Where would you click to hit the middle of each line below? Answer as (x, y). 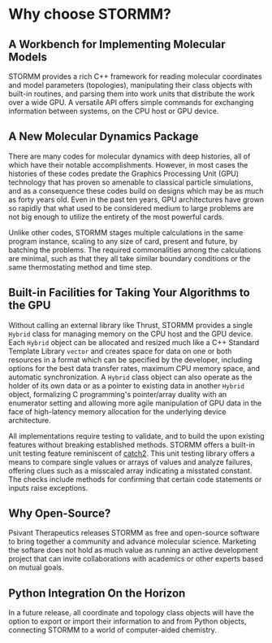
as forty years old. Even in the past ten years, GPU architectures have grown (136, 199)
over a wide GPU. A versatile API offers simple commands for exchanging (131, 102)
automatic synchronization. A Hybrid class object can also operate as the (130, 377)
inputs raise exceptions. (48, 488)
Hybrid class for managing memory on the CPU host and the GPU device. (131, 334)
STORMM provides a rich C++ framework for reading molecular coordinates (135, 77)
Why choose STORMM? (90, 14)
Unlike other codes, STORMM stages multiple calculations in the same (126, 232)
